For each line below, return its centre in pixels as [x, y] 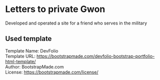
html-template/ [21, 61]
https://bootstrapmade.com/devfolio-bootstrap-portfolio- [96, 56]
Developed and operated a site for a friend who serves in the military [76, 23]
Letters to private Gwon [55, 9]
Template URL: [21, 56]
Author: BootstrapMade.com [35, 66]
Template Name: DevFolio [32, 50]
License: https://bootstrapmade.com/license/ [52, 72]
